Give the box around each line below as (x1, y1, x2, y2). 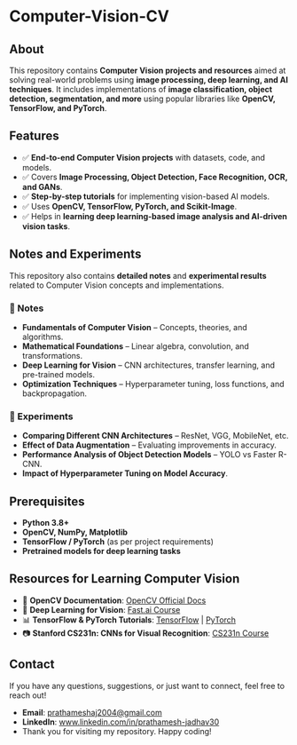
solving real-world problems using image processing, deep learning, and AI (9, 75, 288, 85)
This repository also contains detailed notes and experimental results (9, 270, 268, 281)
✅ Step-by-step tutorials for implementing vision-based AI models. (21, 191, 270, 202)
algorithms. (21, 331, 64, 342)
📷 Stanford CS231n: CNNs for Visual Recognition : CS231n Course (21, 628, 270, 638)
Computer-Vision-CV (9, 6, 170, 27)
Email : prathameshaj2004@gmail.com (21, 707, 162, 717)
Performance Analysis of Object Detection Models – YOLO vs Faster (21, 449, 277, 460)
